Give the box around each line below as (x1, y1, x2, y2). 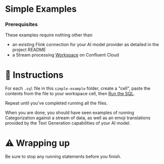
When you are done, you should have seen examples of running (5, 109, 134, 116)
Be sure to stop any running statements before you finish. (5, 154, 121, 160)
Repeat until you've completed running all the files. (5, 100, 108, 106)
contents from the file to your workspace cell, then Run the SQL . (5, 91, 135, 97)
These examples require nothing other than (5, 32, 92, 38)
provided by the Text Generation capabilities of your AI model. (5, 120, 131, 126)
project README (12, 47, 46, 53)
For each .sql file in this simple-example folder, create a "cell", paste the (5, 85, 151, 91)
